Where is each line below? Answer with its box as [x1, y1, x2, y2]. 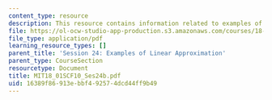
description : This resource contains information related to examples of [8, 19, 263, 27]
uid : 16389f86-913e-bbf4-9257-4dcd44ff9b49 [8, 79, 158, 87]
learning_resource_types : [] [8, 42, 107, 50]
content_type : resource [8, 11, 89, 20]
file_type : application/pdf [8, 34, 104, 43]
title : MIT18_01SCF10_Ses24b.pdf [8, 72, 121, 80]
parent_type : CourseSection [8, 57, 104, 65]
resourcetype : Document [8, 65, 89, 73]
